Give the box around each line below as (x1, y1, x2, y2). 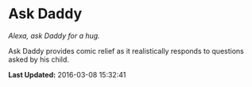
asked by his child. (8, 55, 70, 64)
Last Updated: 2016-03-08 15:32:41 (8, 70, 126, 79)
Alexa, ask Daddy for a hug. (8, 31, 101, 40)
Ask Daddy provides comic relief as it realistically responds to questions (8, 46, 244, 55)
